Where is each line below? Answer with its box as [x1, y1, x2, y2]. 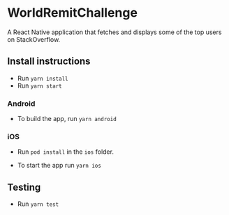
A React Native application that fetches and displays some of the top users [7, 28, 222, 36]
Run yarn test [17, 200, 59, 208]
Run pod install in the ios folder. [17, 148, 114, 156]
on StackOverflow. [7, 35, 61, 43]
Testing [7, 181, 41, 193]
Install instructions [7, 56, 91, 67]
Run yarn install [17, 74, 68, 82]
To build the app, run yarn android [17, 115, 117, 123]
